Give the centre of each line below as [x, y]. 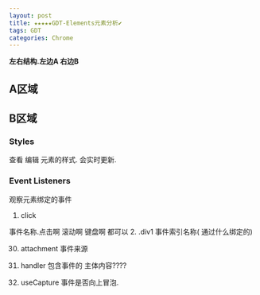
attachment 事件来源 [54, 248]
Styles [22, 142]
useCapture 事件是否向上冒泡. [70, 282]
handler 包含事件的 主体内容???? [74, 265]
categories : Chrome [41, 38]
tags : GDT [25, 30]
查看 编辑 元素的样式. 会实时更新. [63, 160]
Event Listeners [40, 181]
